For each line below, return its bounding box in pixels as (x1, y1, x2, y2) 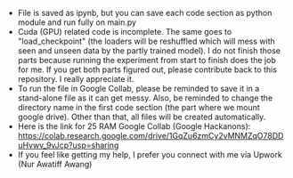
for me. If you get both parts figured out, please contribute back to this (17, 64, 278, 75)
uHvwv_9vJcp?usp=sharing (17, 140, 119, 150)
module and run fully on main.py (17, 17, 136, 28)
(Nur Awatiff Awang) (17, 159, 93, 169)
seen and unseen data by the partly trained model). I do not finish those (17, 45, 281, 56)
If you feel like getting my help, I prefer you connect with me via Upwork (17, 150, 282, 159)
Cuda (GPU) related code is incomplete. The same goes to (17, 27, 232, 36)
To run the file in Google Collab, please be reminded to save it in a (17, 84, 260, 93)
